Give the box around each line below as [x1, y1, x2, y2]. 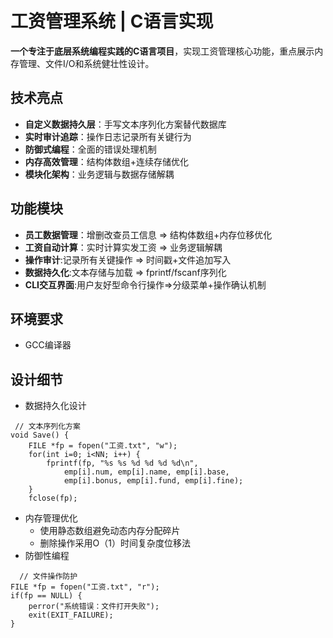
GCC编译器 [24, 339, 72, 351]
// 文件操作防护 [19, 572, 78, 582]
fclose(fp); [28, 493, 78, 504]
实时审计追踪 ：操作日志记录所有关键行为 [24, 130, 192, 142]
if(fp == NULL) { [10, 591, 83, 601]
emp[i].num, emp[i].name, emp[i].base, [63, 467, 230, 477]
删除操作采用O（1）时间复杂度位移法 [39, 537, 191, 549]
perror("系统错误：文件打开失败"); [28, 602, 160, 612]
